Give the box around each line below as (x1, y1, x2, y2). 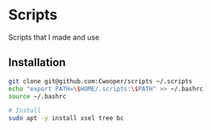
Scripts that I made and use (8, 32, 100, 42)
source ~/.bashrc (8, 92, 67, 100)
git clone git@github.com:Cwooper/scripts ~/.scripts (8, 77, 193, 86)
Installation (8, 56, 66, 69)
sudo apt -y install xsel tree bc (8, 115, 125, 123)
